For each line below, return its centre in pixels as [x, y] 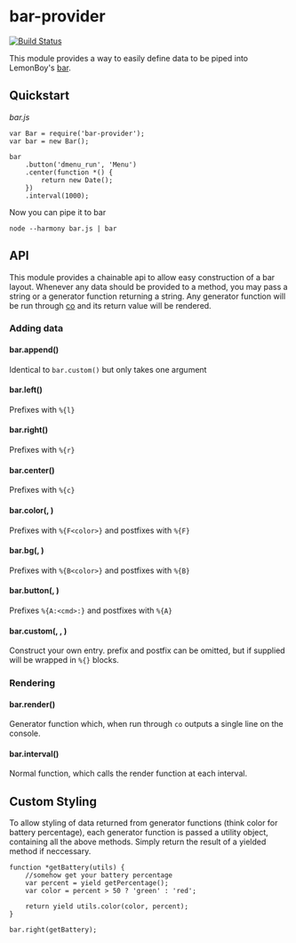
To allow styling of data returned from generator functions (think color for [144, 823]
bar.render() [32, 704]
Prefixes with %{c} [42, 490]
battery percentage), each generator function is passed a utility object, [139, 833]
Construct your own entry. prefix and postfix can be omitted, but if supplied [148, 650]
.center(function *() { [69, 172]
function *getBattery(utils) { [67, 868]
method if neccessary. [50, 851]
